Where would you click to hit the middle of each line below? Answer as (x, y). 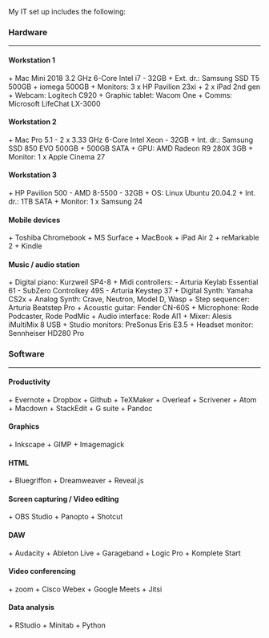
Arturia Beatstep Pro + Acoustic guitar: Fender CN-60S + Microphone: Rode (134, 308)
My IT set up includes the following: (67, 12)
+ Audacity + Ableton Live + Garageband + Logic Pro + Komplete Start (125, 553)
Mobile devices (34, 220)
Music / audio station (44, 264)
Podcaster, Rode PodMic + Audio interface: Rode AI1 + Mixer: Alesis (120, 317)
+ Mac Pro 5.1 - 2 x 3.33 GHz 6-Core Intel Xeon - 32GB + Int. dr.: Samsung (131, 139)
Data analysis (31, 608)
